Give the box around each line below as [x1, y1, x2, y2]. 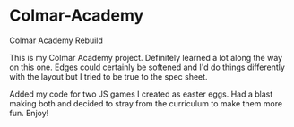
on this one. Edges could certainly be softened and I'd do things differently [9, 62, 285, 72]
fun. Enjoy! [9, 107, 49, 118]
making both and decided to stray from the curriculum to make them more [9, 97, 283, 108]
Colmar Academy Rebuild [9, 35, 103, 46]
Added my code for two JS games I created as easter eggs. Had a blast [9, 89, 273, 99]
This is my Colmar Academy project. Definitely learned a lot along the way [9, 52, 283, 63]
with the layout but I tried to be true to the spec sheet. [9, 71, 208, 81]
